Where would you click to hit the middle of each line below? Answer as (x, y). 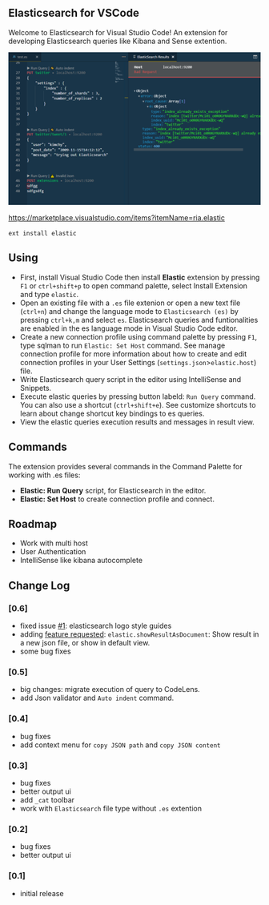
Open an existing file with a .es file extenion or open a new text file (130, 303)
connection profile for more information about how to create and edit (133, 354)
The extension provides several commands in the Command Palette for (125, 466)
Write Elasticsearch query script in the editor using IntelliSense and (130, 379)
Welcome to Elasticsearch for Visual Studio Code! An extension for (118, 32)
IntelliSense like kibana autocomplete (81, 561)
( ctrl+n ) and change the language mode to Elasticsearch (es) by (129, 311)
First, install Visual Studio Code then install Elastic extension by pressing (140, 277)
